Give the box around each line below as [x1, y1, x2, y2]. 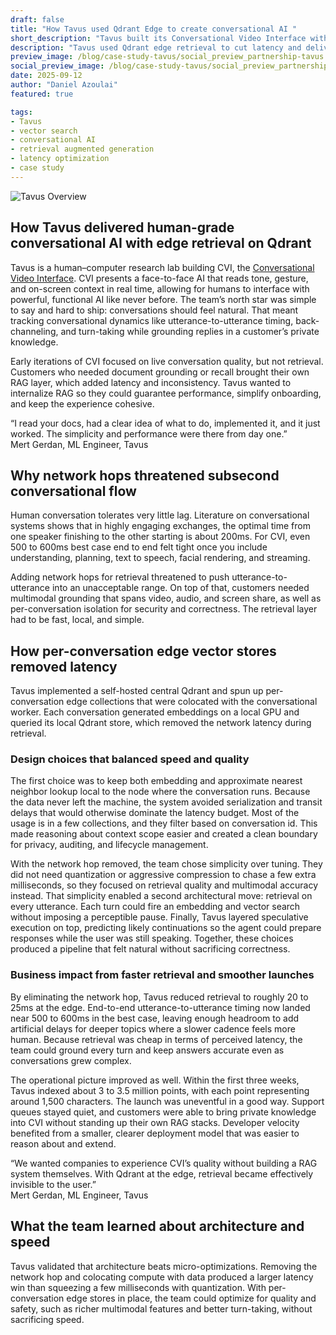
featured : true [10, 89, 74, 99]
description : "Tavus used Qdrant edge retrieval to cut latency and [10, 42, 302, 53]
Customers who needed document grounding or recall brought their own [10, 366, 310, 378]
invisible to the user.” [10, 1178, 97, 1190]
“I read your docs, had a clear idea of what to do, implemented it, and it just [10, 417, 321, 429]
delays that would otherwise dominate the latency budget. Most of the [10, 807, 300, 819]
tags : [10, 107, 33, 117]
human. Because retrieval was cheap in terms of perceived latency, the [10, 1033, 303, 1045]
